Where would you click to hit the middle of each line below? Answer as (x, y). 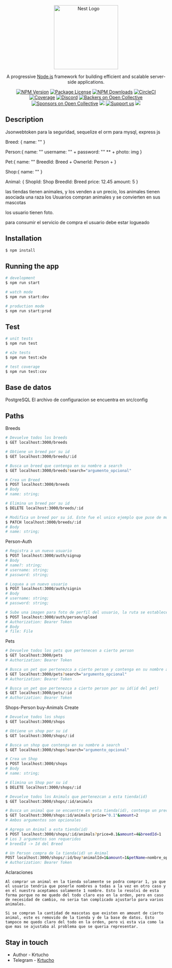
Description (24, 120)
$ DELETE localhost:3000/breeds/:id (44, 508)
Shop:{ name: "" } (24, 171)
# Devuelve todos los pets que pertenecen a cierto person (70, 651)
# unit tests (19, 339)
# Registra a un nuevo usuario (39, 551)
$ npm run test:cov (26, 371)
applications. (91, 82)
